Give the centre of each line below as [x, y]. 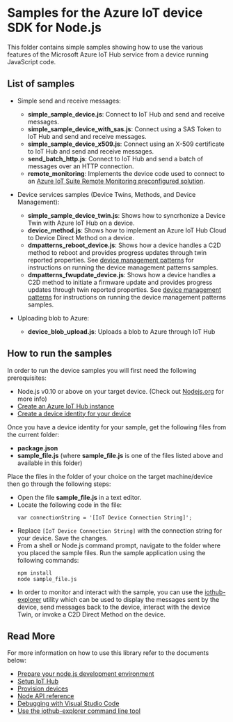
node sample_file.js [47, 579]
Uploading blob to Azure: [53, 318]
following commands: [48, 560]
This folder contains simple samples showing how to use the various [105, 47]
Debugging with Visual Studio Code [68, 704]
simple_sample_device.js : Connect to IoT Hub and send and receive [126, 114]
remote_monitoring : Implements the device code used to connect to [126, 173]
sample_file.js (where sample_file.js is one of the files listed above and [120, 455]
